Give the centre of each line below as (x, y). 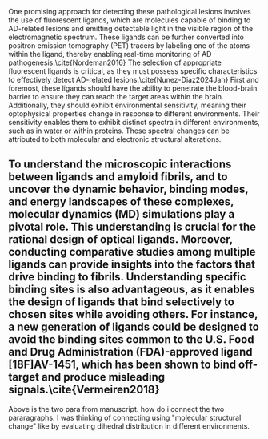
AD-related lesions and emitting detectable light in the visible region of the (131, 28)
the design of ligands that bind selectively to (121, 302)
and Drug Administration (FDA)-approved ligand (131, 352)
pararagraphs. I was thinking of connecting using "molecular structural (125, 417)
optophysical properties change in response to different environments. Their (134, 114)
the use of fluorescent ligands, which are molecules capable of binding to (130, 20)
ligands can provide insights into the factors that (132, 265)
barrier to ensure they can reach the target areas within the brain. (116, 97)
